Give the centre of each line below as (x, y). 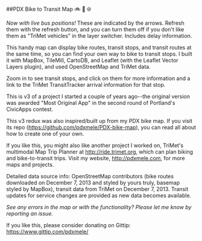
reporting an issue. (30, 214)
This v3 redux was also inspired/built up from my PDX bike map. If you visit (99, 121)
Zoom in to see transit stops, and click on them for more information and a (98, 78)
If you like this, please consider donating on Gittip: (68, 225)
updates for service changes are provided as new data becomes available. (99, 196)
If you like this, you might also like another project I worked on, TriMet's (95, 145)
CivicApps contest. (30, 109)
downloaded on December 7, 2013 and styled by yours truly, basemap (93, 183)
